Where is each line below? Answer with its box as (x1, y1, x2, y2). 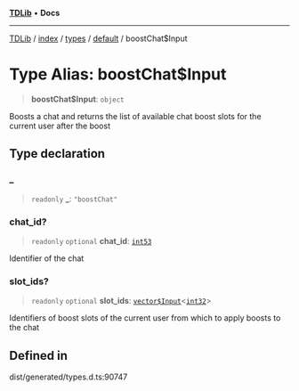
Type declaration (9, 146, 105, 161)
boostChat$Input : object (30, 94, 125, 104)
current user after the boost (9, 120, 111, 131)
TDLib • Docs (9, 8, 61, 18)
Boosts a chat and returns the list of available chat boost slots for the (9, 110, 262, 121)
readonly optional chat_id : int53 (30, 235, 152, 246)
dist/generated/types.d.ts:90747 (9, 371, 128, 382)
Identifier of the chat (9, 253, 85, 264)
